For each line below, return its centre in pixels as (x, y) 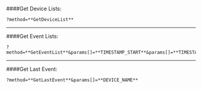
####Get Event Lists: (32, 36)
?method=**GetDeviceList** (40, 20)
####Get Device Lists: (34, 9)
